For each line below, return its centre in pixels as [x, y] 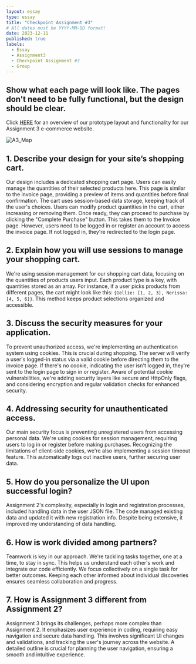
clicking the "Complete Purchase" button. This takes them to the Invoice [93, 219]
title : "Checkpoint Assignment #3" [50, 22]
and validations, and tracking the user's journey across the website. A [90, 642]
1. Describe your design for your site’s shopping [95, 158]
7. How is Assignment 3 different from [76, 600]
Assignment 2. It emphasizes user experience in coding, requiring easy [92, 629]
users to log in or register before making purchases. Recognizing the [89, 445]
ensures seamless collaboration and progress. [62, 582]
